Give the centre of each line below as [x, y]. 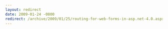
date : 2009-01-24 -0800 [30, 14]
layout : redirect [23, 10]
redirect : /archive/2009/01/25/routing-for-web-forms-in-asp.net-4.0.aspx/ [86, 19]
